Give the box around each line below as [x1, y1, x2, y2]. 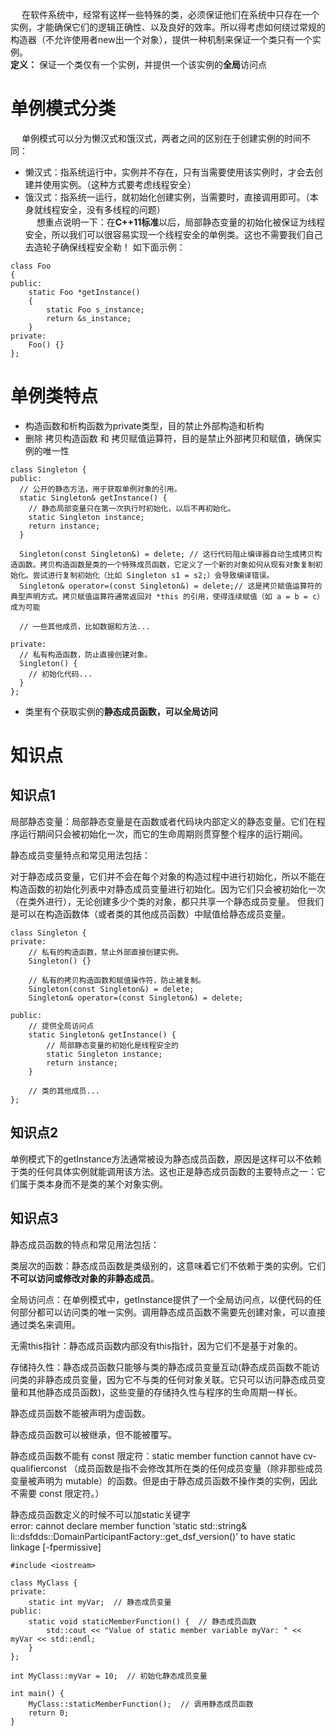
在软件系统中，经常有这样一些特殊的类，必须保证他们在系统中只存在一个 [21, 9, 320, 20]
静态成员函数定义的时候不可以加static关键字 [10, 1508, 191, 1520]
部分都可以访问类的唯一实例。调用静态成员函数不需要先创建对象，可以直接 [18, 1306, 326, 1318]
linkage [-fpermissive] [10, 1541, 102, 1553]
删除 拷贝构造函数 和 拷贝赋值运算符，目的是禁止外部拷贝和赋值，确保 [24, 432, 313, 444]
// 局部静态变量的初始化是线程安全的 [46, 1040, 180, 1050]
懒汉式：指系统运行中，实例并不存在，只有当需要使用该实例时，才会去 [24, 166, 315, 178]
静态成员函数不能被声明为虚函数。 [10, 1407, 151, 1419]
